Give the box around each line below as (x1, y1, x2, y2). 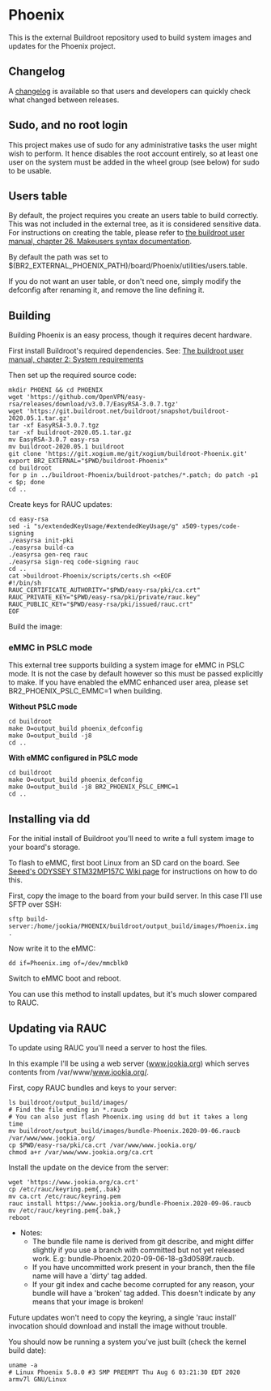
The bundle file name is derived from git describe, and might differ (32, 1237, 254, 1247)
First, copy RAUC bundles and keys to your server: (8, 1083, 177, 1093)
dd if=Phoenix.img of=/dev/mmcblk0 (8, 960, 129, 968)
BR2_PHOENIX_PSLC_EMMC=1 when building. (8, 686, 163, 696)
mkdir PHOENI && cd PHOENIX (8, 386, 104, 394)
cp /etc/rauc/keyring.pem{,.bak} (8, 1186, 121, 1194)
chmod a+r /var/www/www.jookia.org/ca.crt (8, 1148, 154, 1157)
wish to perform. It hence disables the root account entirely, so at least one (8, 148, 259, 158)
